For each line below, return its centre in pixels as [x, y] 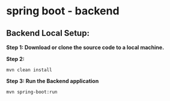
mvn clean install [29, 70]
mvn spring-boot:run [32, 92]
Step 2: [16, 59]
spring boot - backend [63, 11]
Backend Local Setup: [48, 33]
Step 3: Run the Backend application [53, 81]
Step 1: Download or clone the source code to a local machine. [85, 47]
